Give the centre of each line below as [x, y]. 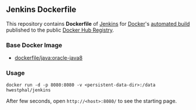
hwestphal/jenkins [28, 90]
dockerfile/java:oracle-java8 [49, 58]
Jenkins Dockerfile [41, 10]
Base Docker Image [34, 45]
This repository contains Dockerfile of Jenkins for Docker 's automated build [98, 23]
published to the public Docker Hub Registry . [60, 30]
